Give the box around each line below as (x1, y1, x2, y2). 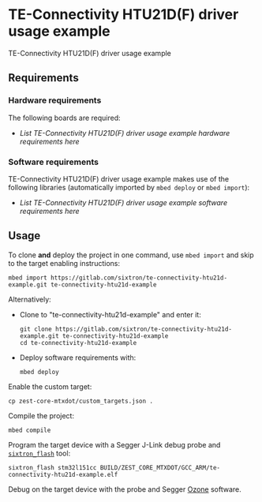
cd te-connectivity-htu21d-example (19, 339, 137, 347)
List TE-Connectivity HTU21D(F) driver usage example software (19, 197, 227, 207)
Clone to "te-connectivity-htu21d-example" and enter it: (19, 309, 201, 319)
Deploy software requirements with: (19, 353, 137, 362)
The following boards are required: (8, 113, 121, 122)
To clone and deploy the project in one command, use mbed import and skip (8, 250, 254, 260)
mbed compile (8, 426, 51, 434)
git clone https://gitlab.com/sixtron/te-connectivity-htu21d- (19, 325, 233, 333)
